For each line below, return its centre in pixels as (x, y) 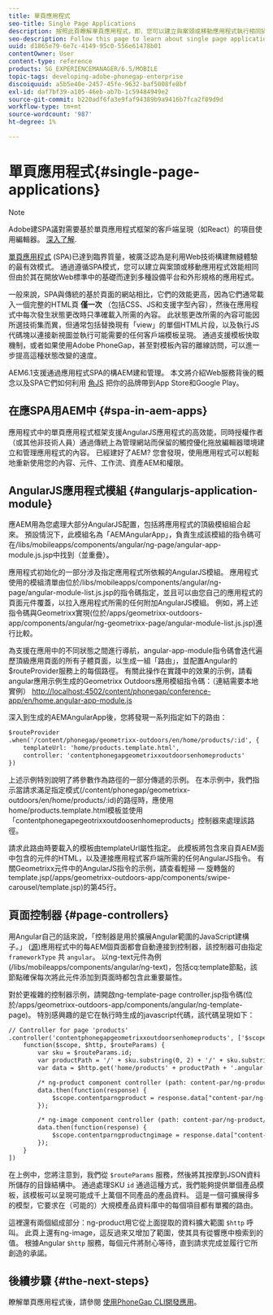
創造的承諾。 (30, 1253)
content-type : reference (50, 62)
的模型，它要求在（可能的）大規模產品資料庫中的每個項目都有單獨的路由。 (133, 1205)
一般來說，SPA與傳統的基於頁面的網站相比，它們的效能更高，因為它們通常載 (136, 294)
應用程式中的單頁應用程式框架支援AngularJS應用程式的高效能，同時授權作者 (136, 432)
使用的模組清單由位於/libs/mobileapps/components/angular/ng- (115, 582)
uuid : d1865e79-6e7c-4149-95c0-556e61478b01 (85, 46)
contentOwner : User (41, 54)
